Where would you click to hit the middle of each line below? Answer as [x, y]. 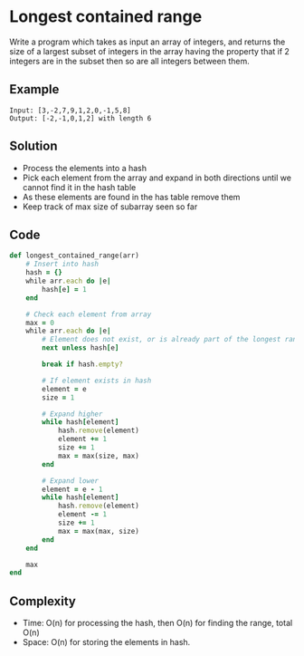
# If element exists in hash [97, 381]
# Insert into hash [62, 265]
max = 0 [40, 323]
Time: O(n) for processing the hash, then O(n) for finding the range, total [157, 623]
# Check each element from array [89, 314]
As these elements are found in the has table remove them [131, 197]
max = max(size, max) [99, 456]
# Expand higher [72, 414]
